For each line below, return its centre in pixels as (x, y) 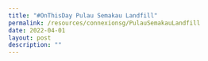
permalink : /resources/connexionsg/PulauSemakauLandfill (104, 23)
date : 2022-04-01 (37, 30)
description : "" (35, 45)
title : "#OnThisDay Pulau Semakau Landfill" (83, 15)
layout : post (30, 38)
